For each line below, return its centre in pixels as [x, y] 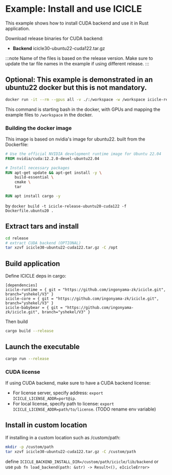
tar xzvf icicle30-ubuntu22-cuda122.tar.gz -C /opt [61, 248]
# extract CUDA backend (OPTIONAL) [43, 243]
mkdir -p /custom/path [29, 447]
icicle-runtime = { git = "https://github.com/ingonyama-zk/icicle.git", [86, 290]
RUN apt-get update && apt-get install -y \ [53, 173]
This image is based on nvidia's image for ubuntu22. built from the [75, 139]
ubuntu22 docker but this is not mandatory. [76, 88]
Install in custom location [46, 425]
